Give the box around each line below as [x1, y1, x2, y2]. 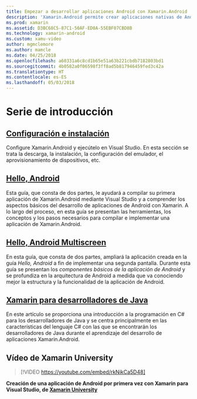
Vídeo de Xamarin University [6, 353, 113, 363]
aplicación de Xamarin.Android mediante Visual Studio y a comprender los [6, 195, 186, 202]
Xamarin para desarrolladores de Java [6, 295, 148, 305]
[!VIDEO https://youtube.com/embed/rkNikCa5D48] [20, 368, 145, 375]
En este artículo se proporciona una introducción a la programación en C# [6, 311, 185, 318]
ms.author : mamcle [6, 47, 51, 53]
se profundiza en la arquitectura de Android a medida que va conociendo [6, 272, 183, 279]
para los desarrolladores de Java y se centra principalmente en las [6, 317, 167, 324]
